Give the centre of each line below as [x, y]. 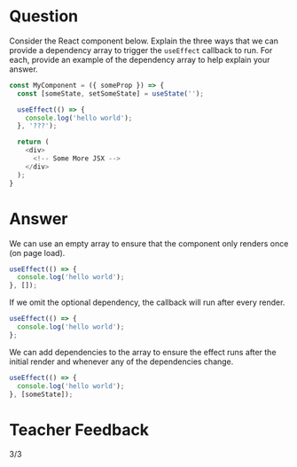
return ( [33, 142]
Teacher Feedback [79, 429]
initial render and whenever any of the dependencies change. [121, 362]
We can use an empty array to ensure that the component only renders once [149, 243]
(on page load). [37, 253]
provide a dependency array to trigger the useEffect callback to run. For [141, 50]
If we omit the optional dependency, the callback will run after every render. [147, 302]
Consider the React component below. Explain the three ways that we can [144, 41]
